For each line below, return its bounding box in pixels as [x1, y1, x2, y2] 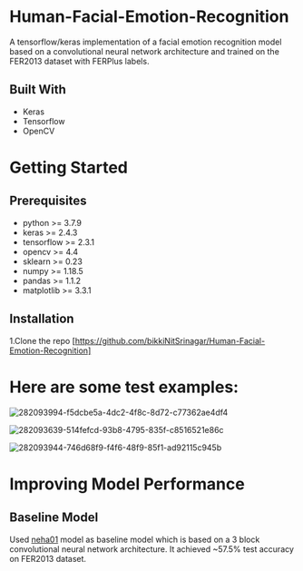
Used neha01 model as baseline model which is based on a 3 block [9, 534, 260, 545]
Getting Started [9, 157, 129, 178]
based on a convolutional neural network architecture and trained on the [9, 45, 279, 56]
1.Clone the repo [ [9, 335, 75, 346]
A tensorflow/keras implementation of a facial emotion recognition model [9, 36, 282, 47]
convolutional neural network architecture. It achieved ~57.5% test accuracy [9, 543, 295, 555]
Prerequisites [9, 193, 87, 209]
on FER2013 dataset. [9, 553, 87, 564]
